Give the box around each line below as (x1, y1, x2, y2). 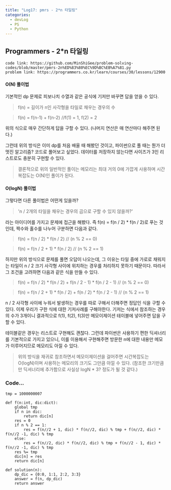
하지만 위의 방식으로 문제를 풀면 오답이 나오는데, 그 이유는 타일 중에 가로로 (5, 257, 152, 263)
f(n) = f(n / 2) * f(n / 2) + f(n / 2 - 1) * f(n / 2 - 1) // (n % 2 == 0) (17, 280, 149, 286)
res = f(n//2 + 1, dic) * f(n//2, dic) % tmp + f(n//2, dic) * (23, 427, 161, 432)
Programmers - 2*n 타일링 (5, 47, 89, 55)
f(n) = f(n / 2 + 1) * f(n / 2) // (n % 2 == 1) (17, 246, 104, 252)
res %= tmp (14, 449, 38, 455)
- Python (10, 27, 29, 32)
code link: (5, 60, 29, 66)
